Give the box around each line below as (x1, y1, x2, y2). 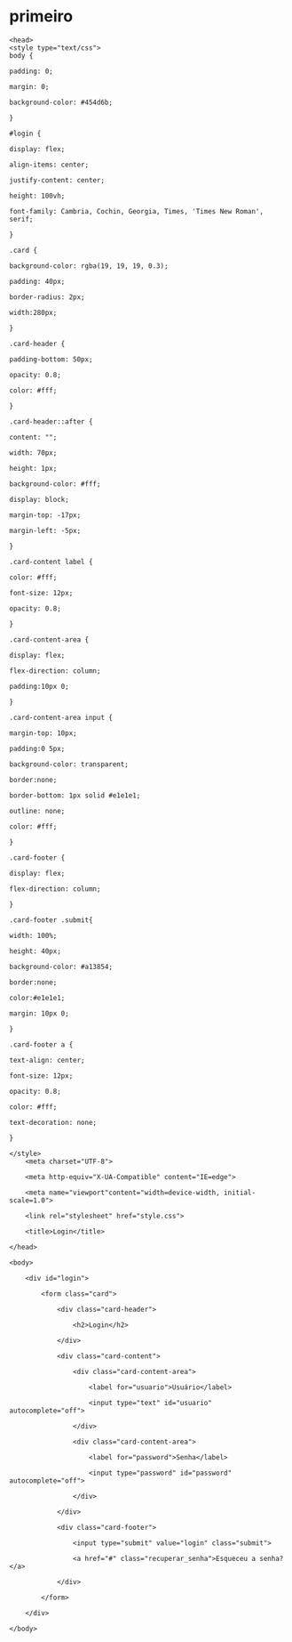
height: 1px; (9, 464, 58, 473)
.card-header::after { (9, 417, 93, 426)
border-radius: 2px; (9, 292, 86, 302)
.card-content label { (9, 557, 93, 566)
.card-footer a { (9, 1039, 74, 1049)
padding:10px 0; (9, 682, 69, 691)
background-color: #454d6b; (9, 98, 114, 107)
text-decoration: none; (9, 1118, 98, 1127)
